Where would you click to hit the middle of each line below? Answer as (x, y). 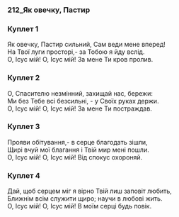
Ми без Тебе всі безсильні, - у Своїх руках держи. (83, 101)
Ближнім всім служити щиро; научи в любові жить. (85, 199)
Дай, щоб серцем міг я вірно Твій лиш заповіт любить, (89, 191)
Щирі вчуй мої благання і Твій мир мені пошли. (79, 150)
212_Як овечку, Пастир (49, 10)
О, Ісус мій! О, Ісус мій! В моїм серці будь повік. (80, 206)
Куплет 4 (24, 175)
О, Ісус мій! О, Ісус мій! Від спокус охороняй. (75, 157)
